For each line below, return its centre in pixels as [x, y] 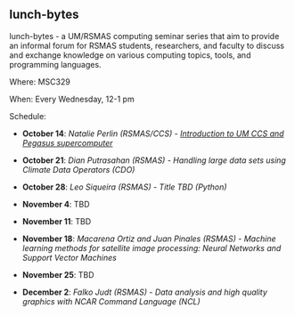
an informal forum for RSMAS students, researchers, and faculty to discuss [147, 45]
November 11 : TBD [57, 221]
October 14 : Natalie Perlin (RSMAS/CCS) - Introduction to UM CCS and [153, 134]
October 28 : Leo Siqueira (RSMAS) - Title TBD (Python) [124, 187]
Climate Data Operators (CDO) [78, 169]
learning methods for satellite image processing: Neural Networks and [152, 247]
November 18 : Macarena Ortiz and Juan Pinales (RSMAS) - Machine [149, 239]
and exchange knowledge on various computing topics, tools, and [130, 55]
